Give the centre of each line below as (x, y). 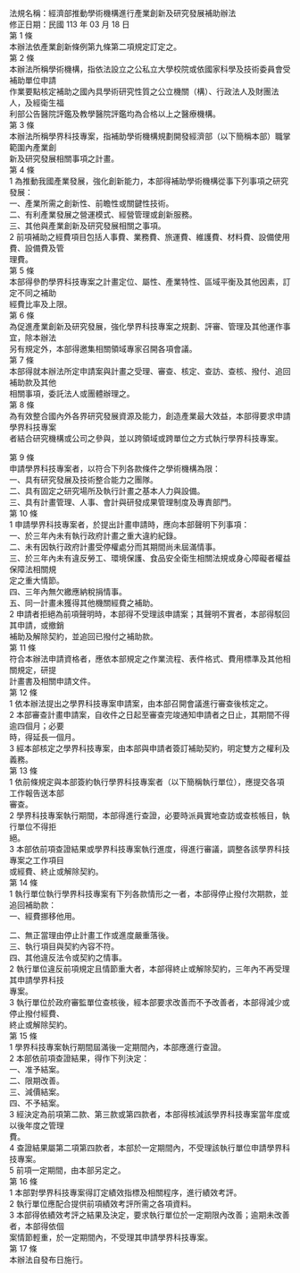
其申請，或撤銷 (37, 625)
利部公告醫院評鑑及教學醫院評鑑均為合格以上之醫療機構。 (115, 114)
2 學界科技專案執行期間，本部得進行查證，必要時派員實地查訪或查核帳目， (146, 816)
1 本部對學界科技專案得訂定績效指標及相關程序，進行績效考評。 (125, 1192)
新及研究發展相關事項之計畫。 (64, 158)
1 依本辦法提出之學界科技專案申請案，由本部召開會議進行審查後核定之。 (141, 704)
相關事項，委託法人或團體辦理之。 (72, 393)
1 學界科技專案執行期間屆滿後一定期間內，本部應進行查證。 (117, 1047)
